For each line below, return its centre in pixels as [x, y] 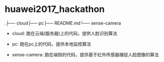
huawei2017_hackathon [55, 9]
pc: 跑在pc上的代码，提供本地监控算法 [51, 44]
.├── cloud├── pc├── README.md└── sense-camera [63, 23]
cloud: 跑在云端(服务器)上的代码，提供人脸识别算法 [64, 33]
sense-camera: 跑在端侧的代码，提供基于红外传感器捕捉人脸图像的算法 [85, 54]
